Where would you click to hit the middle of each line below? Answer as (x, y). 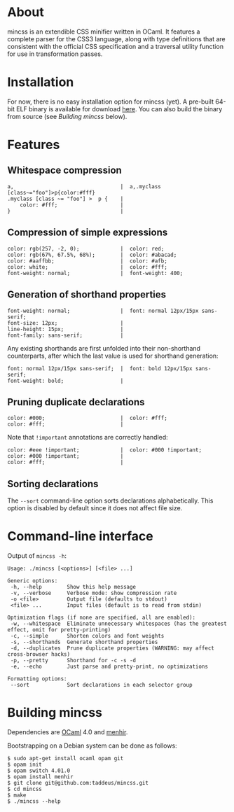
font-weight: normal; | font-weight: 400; (95, 273)
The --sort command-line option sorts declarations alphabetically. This (110, 500)
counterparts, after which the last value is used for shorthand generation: (113, 356)
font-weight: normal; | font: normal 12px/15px (103, 311)
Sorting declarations (53, 484)
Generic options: (33, 581)
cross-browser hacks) (39, 654)
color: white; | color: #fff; (88, 267)
